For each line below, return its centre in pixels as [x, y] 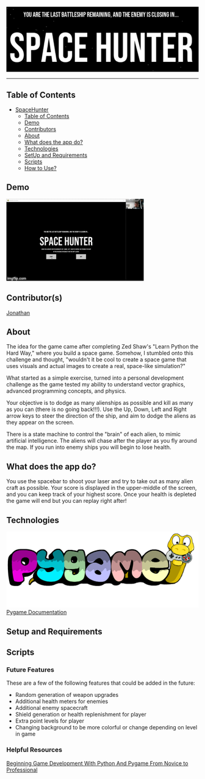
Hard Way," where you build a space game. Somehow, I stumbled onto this [100, 353]
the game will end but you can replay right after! [67, 501]
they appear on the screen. [40, 423]
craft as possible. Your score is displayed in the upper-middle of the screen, [102, 488]
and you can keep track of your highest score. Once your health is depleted [101, 494]
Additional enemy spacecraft [51, 708]
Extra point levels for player [49, 721]
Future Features [31, 670]
